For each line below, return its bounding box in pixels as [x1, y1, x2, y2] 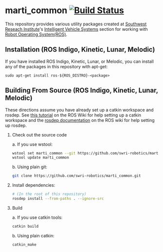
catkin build [12, 224, 39, 229]
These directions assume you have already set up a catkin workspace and [5, 107, 154, 113]
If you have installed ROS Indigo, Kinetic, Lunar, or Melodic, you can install [5, 58, 154, 64]
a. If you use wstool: [12, 141, 53, 147]
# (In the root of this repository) [12, 192, 87, 197]
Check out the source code [12, 132, 67, 137]
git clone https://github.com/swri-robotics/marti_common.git [12, 174, 141, 178]
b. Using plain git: [12, 164, 48, 170]
